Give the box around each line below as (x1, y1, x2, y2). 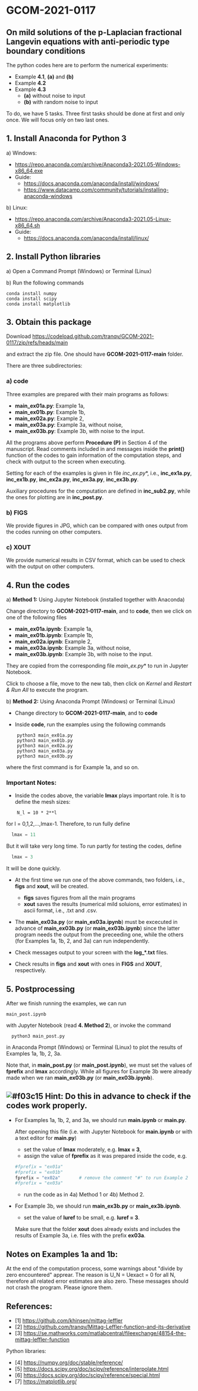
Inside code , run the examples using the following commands (14, 721, 166, 728)
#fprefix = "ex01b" (14, 1169, 64, 1175)
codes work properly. (6, 1101, 87, 1111)
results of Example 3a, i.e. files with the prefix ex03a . (14, 1232, 146, 1239)
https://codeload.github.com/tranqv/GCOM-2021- (32, 333, 155, 340)
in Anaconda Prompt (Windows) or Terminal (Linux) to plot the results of (6, 1044, 183, 1051)
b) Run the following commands (6, 279, 84, 286)
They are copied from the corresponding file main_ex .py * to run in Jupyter (6, 662, 188, 669)
